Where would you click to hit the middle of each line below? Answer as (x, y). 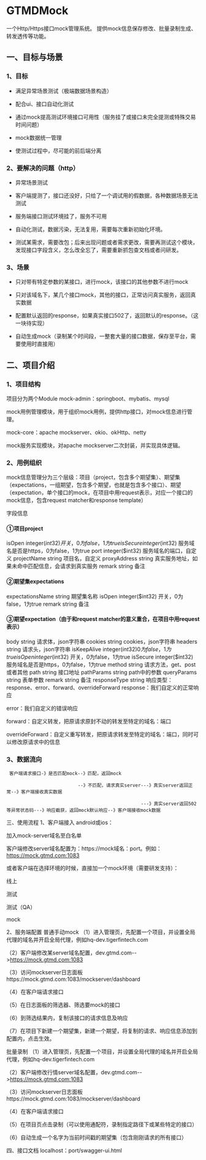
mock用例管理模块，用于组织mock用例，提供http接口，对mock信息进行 (97, 411)
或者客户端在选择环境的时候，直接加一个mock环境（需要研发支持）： (93, 868)
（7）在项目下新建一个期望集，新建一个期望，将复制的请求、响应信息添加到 (102, 1031)
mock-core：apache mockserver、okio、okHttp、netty (76, 432)
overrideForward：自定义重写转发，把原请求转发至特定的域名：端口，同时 (100, 734)
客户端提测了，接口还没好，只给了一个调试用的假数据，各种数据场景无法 (106, 195)
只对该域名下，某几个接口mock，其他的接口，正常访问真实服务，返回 (103, 295)
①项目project (25, 528)
